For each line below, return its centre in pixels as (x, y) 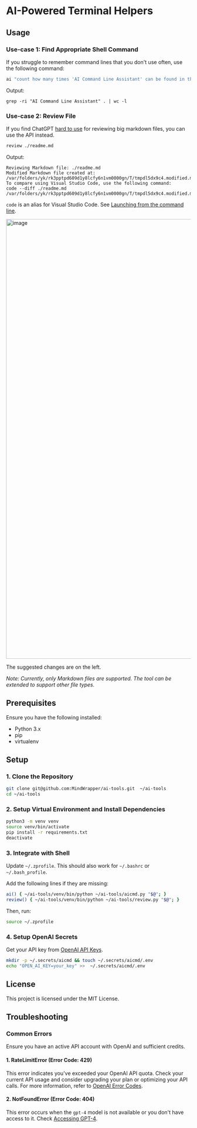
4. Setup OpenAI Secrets (42, 937)
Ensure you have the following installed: (54, 717)
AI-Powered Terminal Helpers (80, 11)
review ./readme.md (30, 146)
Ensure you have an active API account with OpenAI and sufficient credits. (96, 1047)
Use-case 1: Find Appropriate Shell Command (72, 49)
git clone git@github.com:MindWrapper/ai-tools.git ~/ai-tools (86, 789)
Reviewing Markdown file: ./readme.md (53, 168)
